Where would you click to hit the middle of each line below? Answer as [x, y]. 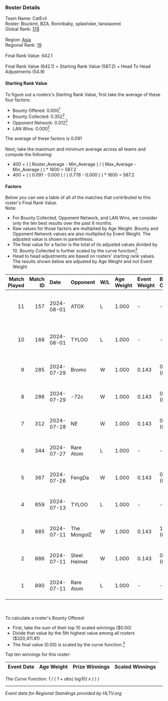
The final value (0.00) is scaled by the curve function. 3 [68, 644]
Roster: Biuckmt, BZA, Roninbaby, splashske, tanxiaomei [63, 24]
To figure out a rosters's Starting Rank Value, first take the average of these [83, 94]
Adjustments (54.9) [25, 72]
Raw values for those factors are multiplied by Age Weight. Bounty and [85, 229]
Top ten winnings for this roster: [38, 654]
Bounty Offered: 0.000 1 [36, 110]
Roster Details [23, 8]
